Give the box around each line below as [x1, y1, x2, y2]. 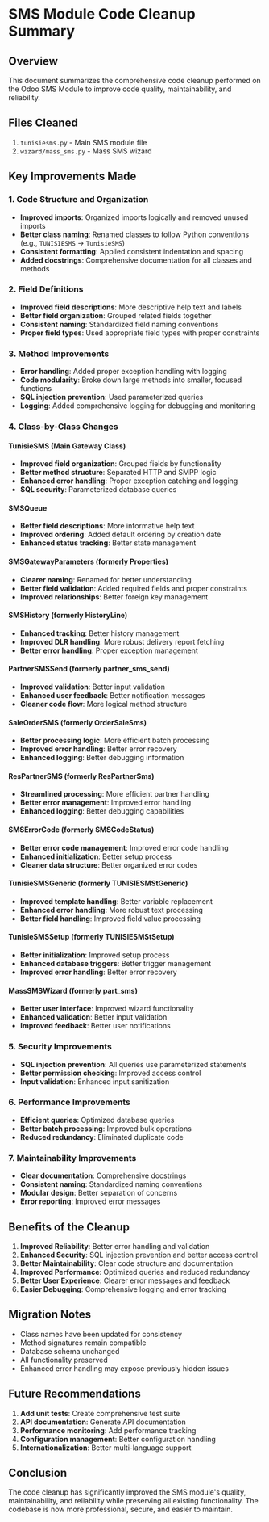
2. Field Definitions [8, 284, 84, 295]
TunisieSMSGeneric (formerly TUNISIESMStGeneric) [8, 878, 188, 889]
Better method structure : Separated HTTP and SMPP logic [19, 468, 217, 477]
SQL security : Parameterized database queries [19, 485, 177, 494]
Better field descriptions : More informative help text [19, 521, 195, 531]
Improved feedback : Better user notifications [19, 1021, 171, 1031]
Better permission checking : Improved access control [19, 1068, 201, 1078]
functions [19, 384, 52, 393]
